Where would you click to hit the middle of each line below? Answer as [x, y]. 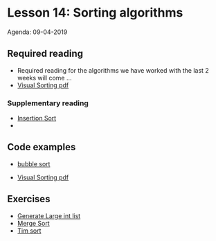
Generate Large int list [49, 215]
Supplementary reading [48, 103]
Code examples [42, 147]
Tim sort [29, 231]
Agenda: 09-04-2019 [37, 32]
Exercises [29, 199]
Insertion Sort [37, 118]
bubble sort [34, 163]
